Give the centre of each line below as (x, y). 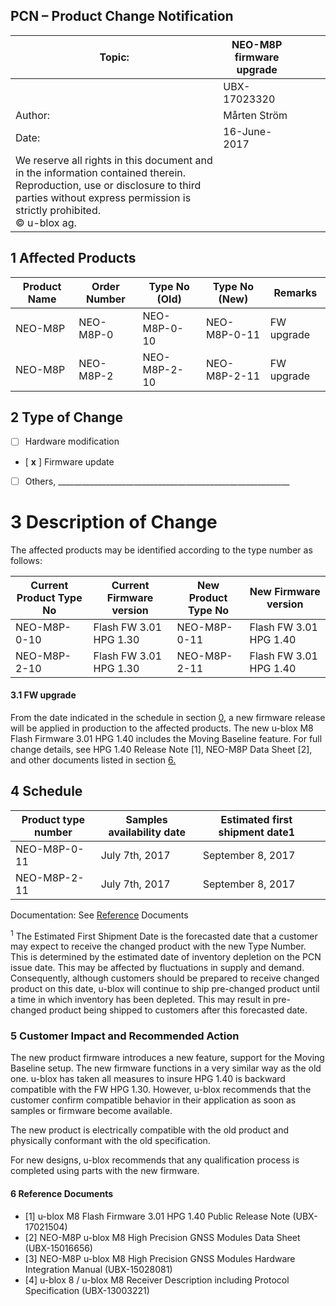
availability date (147, 832)
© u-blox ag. (46, 222)
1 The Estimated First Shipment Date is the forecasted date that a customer (164, 935)
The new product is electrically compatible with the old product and (150, 1130)
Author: (33, 115)
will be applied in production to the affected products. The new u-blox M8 (162, 728)
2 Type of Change (67, 417)
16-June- (248, 131)
